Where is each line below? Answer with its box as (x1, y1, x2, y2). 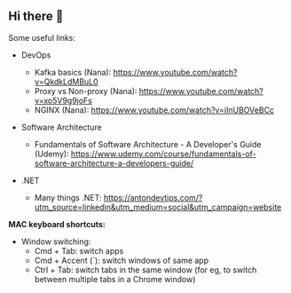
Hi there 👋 (8, 9, 64, 24)
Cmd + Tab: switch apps (34, 245, 124, 256)
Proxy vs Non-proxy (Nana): (34, 85, 138, 96)
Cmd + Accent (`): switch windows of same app (34, 255, 209, 265)
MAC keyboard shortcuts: (8, 218, 106, 229)
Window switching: (20, 236, 91, 247)
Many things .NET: (34, 192, 103, 202)
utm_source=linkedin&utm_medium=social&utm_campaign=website (34, 202, 282, 212)
